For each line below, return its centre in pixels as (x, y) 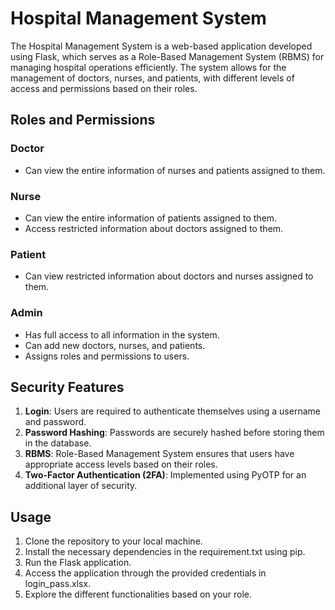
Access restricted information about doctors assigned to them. (154, 228)
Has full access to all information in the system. (122, 334)
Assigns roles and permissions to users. (107, 356)
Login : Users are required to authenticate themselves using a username (172, 411)
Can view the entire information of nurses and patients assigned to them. (175, 170)
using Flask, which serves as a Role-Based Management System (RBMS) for (167, 56)
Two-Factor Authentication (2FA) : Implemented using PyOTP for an (165, 475)
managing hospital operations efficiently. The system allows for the (148, 67)
